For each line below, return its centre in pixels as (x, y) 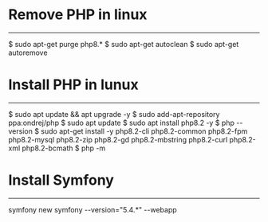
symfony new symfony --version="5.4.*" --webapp (93, 209)
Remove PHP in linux (78, 15)
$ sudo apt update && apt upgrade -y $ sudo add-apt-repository (114, 114)
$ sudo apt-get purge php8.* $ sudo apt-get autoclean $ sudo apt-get (124, 44)
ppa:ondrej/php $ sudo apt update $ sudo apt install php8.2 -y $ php (122, 123)
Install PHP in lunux (74, 85)
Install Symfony (61, 180)
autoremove (28, 53)
